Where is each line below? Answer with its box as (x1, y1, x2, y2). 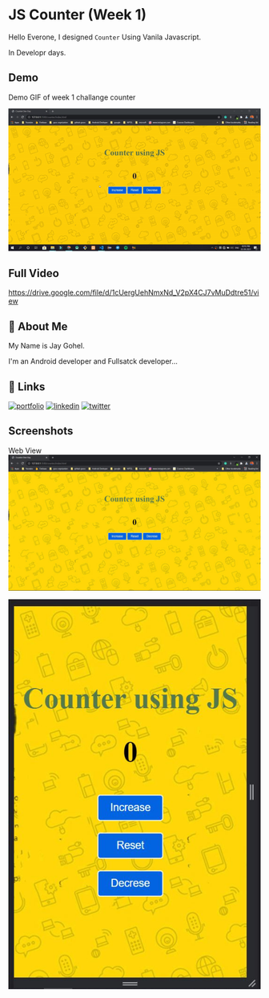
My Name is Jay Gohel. (8, 341, 86, 351)
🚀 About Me (8, 320, 68, 333)
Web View (8, 446, 42, 455)
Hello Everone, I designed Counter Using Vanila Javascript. (8, 32, 202, 42)
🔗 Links (8, 380, 46, 393)
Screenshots (8, 424, 74, 438)
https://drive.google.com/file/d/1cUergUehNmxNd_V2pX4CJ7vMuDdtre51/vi (8, 287, 259, 298)
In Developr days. (8, 47, 66, 57)
